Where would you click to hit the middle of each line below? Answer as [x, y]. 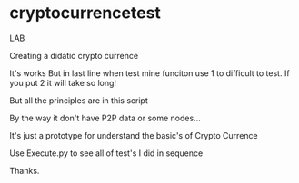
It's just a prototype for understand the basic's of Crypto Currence [134, 135]
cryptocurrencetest [85, 13]
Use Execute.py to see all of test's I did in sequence [106, 153]
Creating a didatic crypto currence [74, 55]
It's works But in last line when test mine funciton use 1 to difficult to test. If [149, 73]
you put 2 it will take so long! [63, 82]
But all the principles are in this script [79, 100]
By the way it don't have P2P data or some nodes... [105, 118]
